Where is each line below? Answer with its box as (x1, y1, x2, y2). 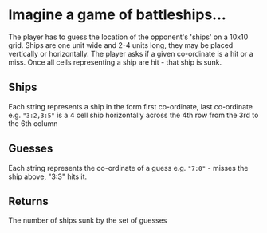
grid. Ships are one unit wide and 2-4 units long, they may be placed (8, 40, 234, 49)
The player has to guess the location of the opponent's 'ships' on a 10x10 (8, 32, 249, 41)
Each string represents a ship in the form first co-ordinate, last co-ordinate (8, 101, 253, 111)
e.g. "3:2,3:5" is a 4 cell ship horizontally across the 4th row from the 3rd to (8, 110, 259, 120)
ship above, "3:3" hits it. (8, 172, 88, 181)
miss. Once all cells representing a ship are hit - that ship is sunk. (8, 57, 222, 67)
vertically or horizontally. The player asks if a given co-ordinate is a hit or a (8, 49, 253, 58)
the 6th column (8, 118, 58, 128)
